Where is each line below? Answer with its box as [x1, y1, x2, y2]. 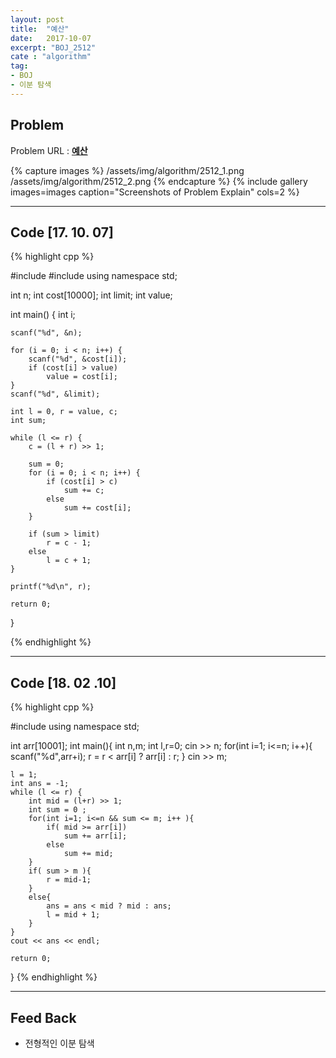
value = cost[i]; [46, 372, 118, 382]
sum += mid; [63, 849, 114, 859]
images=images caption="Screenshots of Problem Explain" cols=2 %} [10, 186, 300, 198]
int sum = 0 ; [28, 805, 87, 815]
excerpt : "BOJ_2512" [10, 42, 97, 53]
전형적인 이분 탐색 [24, 1037, 95, 1049]
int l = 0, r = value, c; [10, 407, 118, 417]
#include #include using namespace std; [10, 270, 178, 282]
